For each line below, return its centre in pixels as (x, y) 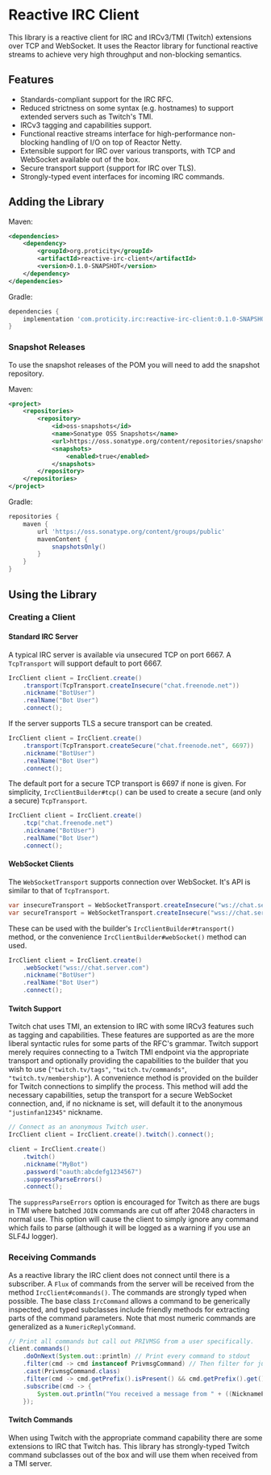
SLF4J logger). (33, 1237)
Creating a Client (42, 617)
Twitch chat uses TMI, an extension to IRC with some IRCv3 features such (131, 1027)
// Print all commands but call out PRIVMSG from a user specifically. (131, 1341)
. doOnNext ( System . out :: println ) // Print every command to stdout (137, 1356)
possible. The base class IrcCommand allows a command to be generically (129, 1301)
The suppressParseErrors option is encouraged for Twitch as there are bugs (134, 1202)
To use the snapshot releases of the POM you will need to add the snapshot (134, 364)
